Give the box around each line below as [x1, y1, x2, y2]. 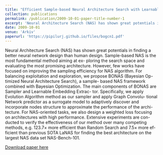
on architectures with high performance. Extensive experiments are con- [5, 114, 150, 120]
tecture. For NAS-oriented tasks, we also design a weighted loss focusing [5, 109, 152, 115]
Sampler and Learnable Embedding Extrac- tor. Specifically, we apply [5, 88, 144, 94]
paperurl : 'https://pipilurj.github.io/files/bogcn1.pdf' [5, 34, 125, 39]
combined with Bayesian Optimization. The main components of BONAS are [5, 83, 157, 89]
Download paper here [5, 144, 49, 150]
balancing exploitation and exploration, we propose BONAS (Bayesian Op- [5, 73, 153, 79]
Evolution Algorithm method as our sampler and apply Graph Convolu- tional [5, 93, 158, 99]
